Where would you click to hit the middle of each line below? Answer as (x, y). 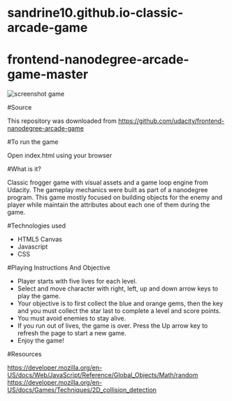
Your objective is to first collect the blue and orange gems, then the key (120, 304)
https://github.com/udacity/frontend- (172, 121)
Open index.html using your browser (60, 156)
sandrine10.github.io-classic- (95, 13)
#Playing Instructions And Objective (59, 268)
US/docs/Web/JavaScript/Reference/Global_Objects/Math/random (103, 375)
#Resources (24, 354)
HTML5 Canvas (40, 240)
